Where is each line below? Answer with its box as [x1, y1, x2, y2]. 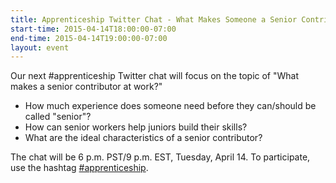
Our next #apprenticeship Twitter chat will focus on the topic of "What [10, 70, 300, 82]
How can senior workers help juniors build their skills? [24, 121, 248, 133]
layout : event [10, 42, 70, 53]
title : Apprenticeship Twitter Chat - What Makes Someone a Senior [10, 14, 298, 25]
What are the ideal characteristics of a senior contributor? [24, 132, 263, 144]
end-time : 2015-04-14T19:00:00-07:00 [10, 33, 168, 43]
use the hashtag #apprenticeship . [10, 162, 149, 174]
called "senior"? [24, 111, 92, 123]
